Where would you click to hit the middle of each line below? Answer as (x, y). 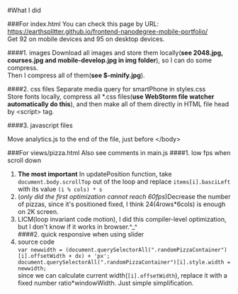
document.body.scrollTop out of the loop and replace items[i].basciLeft (124, 181)
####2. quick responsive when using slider (81, 234)
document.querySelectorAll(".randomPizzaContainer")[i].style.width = (124, 262)
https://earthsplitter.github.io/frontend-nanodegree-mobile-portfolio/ (108, 32)
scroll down (24, 160)
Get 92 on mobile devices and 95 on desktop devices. (86, 39)
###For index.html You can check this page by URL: (83, 24)
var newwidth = (40, 250)
